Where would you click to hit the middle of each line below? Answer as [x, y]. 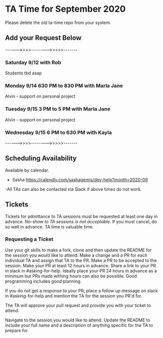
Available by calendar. [27, 170]
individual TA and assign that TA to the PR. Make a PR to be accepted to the [81, 260]
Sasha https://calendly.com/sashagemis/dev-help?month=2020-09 [80, 180]
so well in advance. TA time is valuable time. [50, 226]
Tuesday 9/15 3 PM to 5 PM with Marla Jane [58, 109]
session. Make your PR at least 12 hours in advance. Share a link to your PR [81, 266]
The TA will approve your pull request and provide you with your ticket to [78, 305]
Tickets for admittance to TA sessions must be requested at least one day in [81, 216]
